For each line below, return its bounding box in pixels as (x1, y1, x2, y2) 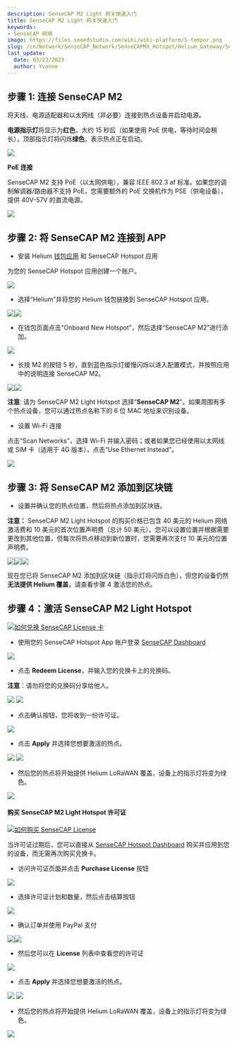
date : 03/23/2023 (13, 57, 65, 64)
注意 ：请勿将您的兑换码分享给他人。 (7, 681, 113, 689)
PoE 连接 (7, 163, 33, 172)
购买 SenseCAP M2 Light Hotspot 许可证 (7, 808, 127, 817)
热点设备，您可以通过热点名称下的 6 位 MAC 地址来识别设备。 (13, 407, 193, 415)
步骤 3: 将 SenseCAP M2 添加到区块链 (7, 481, 174, 494)
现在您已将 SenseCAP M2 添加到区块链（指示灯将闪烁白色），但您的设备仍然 (7, 571, 229, 580)
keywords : (7, 23, 37, 30)
